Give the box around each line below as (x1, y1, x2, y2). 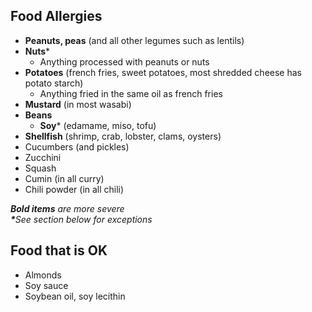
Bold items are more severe (10, 202, 125, 214)
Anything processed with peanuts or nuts (39, 55, 210, 68)
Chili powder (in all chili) (24, 183, 125, 195)
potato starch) (24, 77, 84, 89)
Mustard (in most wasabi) (24, 98, 132, 110)
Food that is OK (10, 242, 108, 259)
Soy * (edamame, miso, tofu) (39, 119, 157, 131)
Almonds (24, 269, 62, 281)
